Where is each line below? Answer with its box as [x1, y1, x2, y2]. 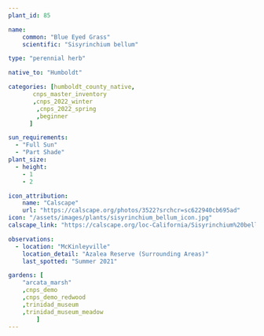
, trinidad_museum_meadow [22, 308, 104, 316]
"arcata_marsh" [22, 279, 72, 287]
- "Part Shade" [15, 149, 65, 157]
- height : [15, 163, 47, 171]
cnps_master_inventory [32, 90, 108, 98]
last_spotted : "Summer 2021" [22, 257, 118, 265]
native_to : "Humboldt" [8, 68, 82, 77]
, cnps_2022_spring [36, 105, 97, 113]
